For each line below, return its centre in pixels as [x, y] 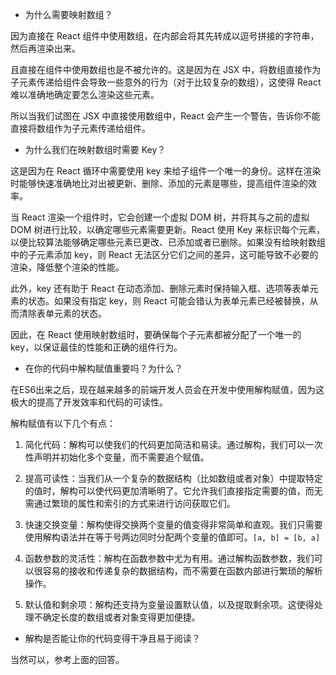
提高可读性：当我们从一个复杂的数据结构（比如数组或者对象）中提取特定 [173, 478]
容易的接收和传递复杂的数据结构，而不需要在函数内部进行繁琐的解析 [182, 571]
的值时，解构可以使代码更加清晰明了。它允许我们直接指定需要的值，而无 [173, 491]
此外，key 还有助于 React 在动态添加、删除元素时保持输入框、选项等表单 [160, 288]
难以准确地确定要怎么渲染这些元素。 [85, 94]
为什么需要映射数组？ [68, 14]
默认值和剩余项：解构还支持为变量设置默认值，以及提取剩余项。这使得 [169, 604]
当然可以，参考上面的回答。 [67, 659]
